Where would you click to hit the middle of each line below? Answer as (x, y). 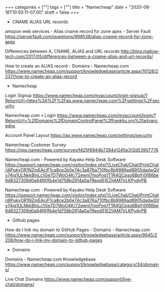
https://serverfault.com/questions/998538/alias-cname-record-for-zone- (79, 37)
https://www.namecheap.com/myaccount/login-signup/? (90, 95)
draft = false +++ (62, 12)
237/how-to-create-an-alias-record (41, 76)
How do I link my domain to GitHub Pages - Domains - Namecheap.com (78, 230)
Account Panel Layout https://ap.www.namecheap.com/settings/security (79, 135)
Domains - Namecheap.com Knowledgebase (50, 259)
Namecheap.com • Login (30, 115)
